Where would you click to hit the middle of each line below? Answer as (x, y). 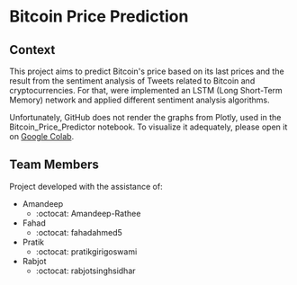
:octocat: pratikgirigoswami (86, 251)
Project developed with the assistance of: (86, 186)
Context (32, 50)
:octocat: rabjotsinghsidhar (86, 271)
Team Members (54, 165)
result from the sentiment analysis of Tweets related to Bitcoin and (132, 81)
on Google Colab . (42, 136)
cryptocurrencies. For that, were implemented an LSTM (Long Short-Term (146, 90)
